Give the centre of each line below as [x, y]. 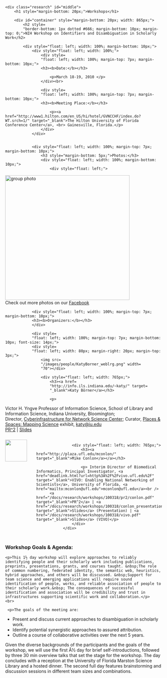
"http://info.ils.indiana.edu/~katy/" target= [99, 386]
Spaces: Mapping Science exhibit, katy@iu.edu [53, 424]
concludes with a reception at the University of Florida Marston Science [79, 661]
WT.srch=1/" [17, 121]
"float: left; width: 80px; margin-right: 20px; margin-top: [96, 351]
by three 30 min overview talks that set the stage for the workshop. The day [83, 656]
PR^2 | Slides [19, 430]
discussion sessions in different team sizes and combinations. [69, 672]
